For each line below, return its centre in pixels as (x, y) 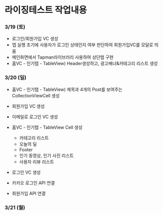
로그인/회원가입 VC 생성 (35, 39)
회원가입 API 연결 (29, 193)
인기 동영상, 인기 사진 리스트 (46, 155)
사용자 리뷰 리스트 (37, 161)
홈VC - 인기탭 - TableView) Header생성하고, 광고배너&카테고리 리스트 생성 (85, 64)
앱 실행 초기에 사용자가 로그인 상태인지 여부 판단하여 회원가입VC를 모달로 (82, 45)
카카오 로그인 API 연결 (33, 183)
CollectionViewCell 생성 (36, 95)
